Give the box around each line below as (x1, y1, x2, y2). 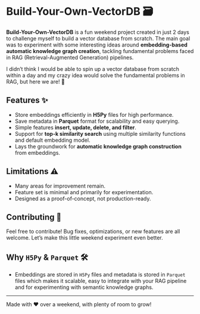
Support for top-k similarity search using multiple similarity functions (14, 130, 186, 137)
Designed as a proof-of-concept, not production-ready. (14, 195, 151, 202)
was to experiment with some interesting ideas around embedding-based (6, 41, 187, 48)
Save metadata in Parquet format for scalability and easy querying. (14, 117, 180, 125)
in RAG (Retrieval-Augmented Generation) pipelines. (6, 54, 134, 61)
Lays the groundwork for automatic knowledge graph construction (14, 142, 182, 150)
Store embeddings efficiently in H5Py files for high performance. (14, 111, 174, 118)
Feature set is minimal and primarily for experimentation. (14, 188, 154, 195)
